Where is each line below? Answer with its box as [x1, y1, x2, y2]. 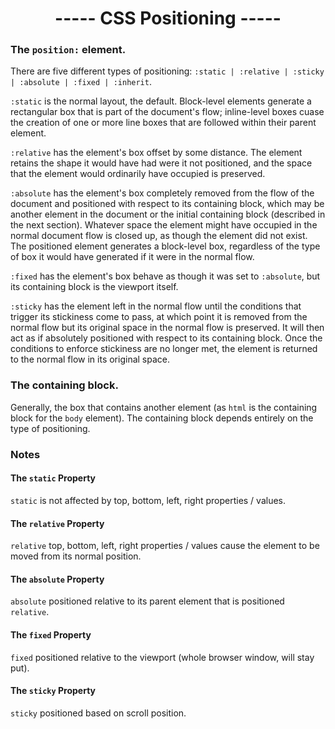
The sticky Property [10, 685, 97, 697]
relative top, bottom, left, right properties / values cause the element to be [10, 540, 320, 552]
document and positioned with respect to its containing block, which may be [10, 198, 325, 210]
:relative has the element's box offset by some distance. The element [10, 147, 303, 159]
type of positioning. [10, 422, 91, 434]
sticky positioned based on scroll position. [10, 707, 187, 719]
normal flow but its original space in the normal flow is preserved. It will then [10, 322, 325, 334]
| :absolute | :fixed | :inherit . [10, 76, 152, 88]
